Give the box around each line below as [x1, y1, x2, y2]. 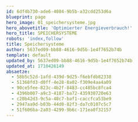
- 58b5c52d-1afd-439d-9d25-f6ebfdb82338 [11, 74, 112, 80]
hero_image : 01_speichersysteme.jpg [6, 19, 96, 25]
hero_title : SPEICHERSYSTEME [6, 30, 78, 36]
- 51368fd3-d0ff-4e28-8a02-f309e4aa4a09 [11, 80, 112, 86]
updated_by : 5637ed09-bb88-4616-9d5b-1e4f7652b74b [6, 57, 133, 63]
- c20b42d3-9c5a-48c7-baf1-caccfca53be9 [11, 96, 112, 101]
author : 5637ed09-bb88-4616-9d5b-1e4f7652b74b [6, 47, 122, 53]
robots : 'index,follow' [6, 36, 65, 42]
